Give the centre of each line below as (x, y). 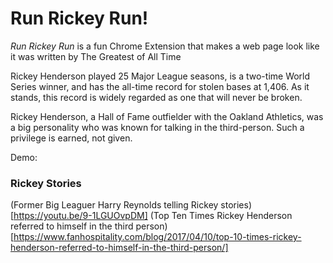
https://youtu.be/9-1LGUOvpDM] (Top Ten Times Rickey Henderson (153, 216)
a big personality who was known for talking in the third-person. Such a (157, 127)
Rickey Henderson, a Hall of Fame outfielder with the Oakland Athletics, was (167, 116)
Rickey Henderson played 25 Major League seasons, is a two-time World (160, 76)
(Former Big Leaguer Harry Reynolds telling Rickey (114, 205)
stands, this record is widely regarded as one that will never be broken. (156, 97)
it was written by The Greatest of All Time (96, 56)
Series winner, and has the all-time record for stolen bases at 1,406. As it (160, 86)
